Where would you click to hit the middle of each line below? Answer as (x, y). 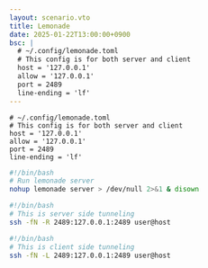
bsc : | (22, 43)
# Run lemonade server (52, 181)
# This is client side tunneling (72, 247)
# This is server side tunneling (72, 214)
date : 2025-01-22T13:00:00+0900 (70, 34)
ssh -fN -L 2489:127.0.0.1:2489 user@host (90, 255)
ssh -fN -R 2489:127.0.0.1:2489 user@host (90, 222)
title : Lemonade (40, 26)
